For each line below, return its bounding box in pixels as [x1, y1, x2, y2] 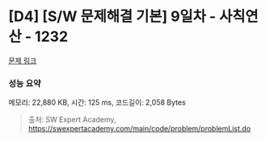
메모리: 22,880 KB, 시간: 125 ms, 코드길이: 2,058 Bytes [8, 97, 186, 107]
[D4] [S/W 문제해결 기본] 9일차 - [8, 7, 217, 26]
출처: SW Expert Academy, [27, 114, 116, 125]
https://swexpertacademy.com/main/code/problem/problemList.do [27, 124, 251, 134]
